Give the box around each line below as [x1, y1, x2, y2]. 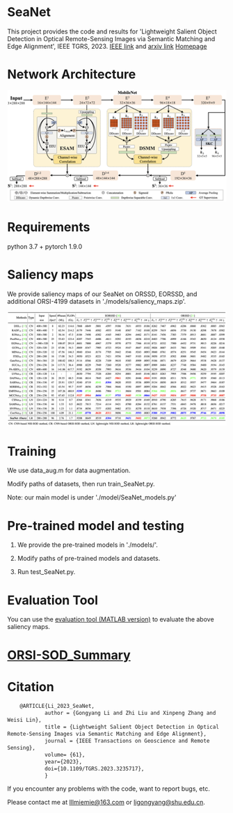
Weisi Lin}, [7, 717, 42, 724]
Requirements [7, 219, 90, 235]
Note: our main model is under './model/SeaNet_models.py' [7, 493, 177, 502]
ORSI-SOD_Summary [7, 647, 131, 663]
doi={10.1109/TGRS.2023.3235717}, [44, 766, 145, 773]
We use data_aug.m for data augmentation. [7, 466, 131, 474]
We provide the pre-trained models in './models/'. [17, 541, 158, 549]
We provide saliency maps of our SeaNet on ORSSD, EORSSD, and [7, 290, 198, 298]
